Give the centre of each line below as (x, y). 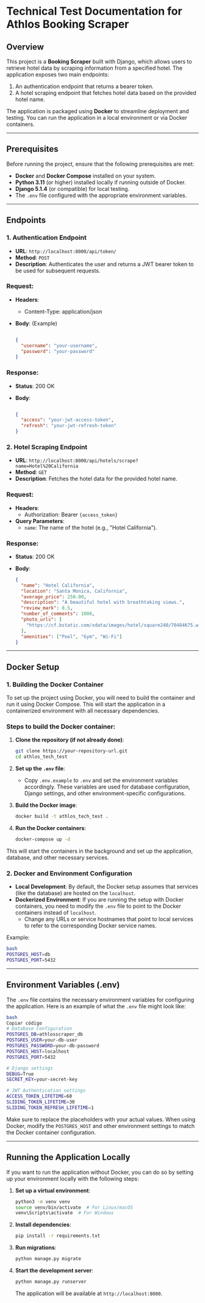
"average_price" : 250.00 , (54, 597)
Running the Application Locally (68, 1157)
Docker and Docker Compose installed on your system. (85, 176)
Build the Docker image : (46, 805)
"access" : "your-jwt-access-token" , (67, 420)
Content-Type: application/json (63, 311)
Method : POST (32, 258)
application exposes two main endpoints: (58, 74)
